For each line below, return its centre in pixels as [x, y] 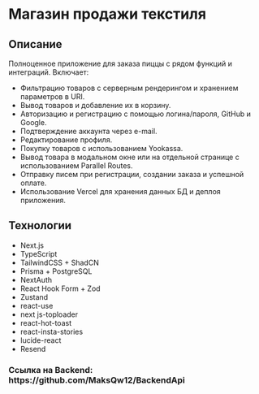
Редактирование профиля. [66, 140]
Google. [33, 122]
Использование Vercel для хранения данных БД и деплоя [120, 191]
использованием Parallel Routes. [76, 166]
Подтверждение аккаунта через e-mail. [88, 131]
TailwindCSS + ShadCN [59, 262]
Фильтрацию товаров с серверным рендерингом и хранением [129, 88]
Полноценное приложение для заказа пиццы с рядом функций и [121, 63]
